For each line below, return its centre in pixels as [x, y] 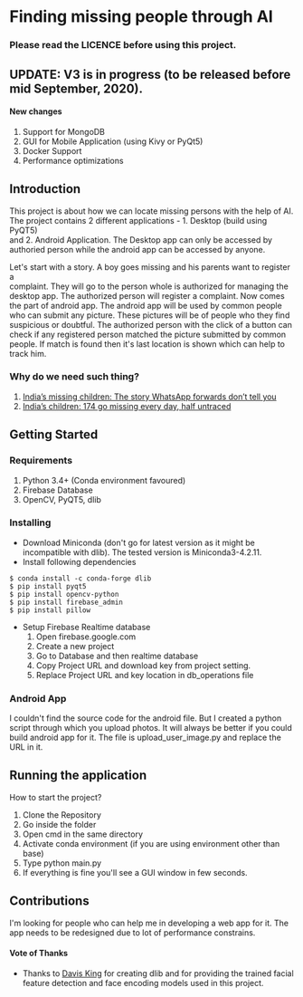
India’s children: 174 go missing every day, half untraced [127, 406]
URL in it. [26, 747]
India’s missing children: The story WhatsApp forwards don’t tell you [150, 397]
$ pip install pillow [50, 610]
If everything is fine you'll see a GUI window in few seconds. [135, 872]
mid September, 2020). [76, 88]
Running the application [78, 776]
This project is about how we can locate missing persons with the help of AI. [151, 211]
